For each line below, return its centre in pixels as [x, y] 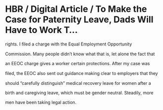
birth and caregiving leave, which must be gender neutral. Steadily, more [79, 93]
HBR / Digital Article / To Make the [76, 9]
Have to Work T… [41, 30]
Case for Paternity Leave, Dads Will [79, 19]
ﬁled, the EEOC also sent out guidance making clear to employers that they [81, 73]
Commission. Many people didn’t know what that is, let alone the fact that [80, 54]
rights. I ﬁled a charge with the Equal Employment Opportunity [69, 44]
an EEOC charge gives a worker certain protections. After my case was [78, 63]
